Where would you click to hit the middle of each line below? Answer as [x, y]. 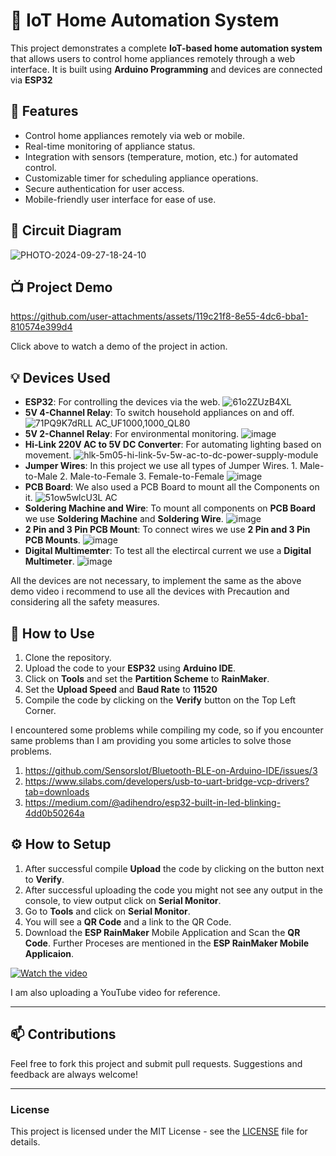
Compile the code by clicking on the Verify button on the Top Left [160, 700]
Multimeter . [49, 561]
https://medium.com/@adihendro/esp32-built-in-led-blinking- [153, 802]
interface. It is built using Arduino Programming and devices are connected [166, 69]
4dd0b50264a [54, 813]
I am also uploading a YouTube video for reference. [115, 992]
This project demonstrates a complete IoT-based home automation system [166, 48]
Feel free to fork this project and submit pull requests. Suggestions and [156, 1063]
